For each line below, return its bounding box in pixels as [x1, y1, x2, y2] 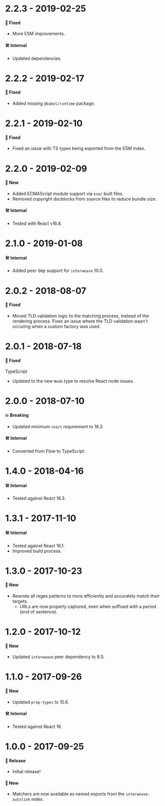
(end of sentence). [19, 608, 58, 614]
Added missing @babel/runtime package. [12, 100, 95, 106]
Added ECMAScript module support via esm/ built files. [12, 191, 124, 197]
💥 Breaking [5, 412, 29, 418]
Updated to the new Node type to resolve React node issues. [12, 378, 134, 384]
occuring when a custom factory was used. [12, 323, 101, 329]
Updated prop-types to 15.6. [12, 699, 69, 705]
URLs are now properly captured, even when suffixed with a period [19, 604, 157, 609]
